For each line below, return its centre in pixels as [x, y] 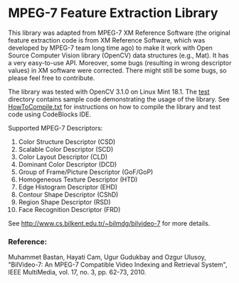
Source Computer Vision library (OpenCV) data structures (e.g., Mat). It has [118, 55]
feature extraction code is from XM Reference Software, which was [107, 40]
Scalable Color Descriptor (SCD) [66, 149]
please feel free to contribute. [52, 78]
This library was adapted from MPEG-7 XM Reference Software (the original [119, 33]
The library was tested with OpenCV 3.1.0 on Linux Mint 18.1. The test [109, 91]
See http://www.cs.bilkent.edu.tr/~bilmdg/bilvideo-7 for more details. [109, 223]
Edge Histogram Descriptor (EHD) [68, 187]
